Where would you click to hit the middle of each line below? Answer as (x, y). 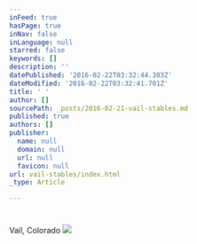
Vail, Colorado (35, 231)
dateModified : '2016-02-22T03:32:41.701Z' (89, 83)
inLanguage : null (41, 42)
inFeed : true (33, 17)
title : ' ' (29, 91)
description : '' (39, 67)
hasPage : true (35, 26)
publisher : (29, 133)
